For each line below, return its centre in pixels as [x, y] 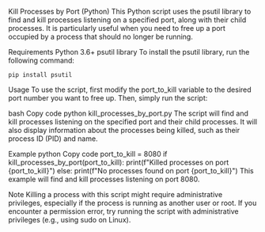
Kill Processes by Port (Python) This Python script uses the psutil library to [130, 11]
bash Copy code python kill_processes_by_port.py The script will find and [129, 113]
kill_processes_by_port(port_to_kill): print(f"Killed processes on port [119, 162]
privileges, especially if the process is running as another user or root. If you [132, 203]
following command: [42, 60]
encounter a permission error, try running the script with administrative [123, 211]
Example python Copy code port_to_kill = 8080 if [88, 154]
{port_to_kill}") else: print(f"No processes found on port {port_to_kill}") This [131, 171]
